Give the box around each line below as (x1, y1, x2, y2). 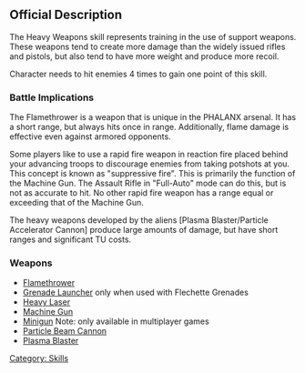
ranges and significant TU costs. (9, 234, 132, 245)
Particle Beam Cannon (22, 326, 107, 337)
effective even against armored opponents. (9, 131, 171, 142)
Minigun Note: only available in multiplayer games (22, 316, 209, 327)
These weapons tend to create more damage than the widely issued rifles (9, 41, 286, 52)
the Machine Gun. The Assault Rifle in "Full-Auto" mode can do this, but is (9, 177, 287, 189)
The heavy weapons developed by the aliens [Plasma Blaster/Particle (9, 215, 269, 226)
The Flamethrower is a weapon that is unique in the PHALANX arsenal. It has (9, 112, 297, 123)
